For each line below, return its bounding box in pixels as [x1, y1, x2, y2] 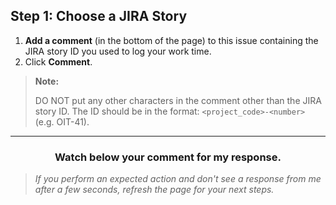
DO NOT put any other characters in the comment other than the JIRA [34, 94, 322, 106]
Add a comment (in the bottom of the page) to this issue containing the [24, 34, 319, 46]
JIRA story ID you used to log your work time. [24, 45, 212, 57]
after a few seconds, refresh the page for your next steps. [34, 184, 275, 196]
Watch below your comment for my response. [54, 150, 282, 164]
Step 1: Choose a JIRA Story [10, 8, 188, 25]
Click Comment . [24, 55, 93, 68]
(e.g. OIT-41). [34, 115, 90, 128]
